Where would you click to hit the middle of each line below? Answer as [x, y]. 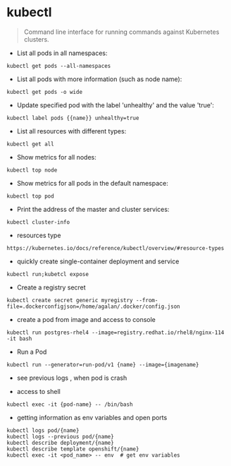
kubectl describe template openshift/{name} [73, 449]
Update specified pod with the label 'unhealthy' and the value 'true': [115, 105]
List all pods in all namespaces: [62, 53]
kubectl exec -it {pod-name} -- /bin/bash [70, 404]
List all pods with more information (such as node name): [99, 79]
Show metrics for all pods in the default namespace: [92, 183]
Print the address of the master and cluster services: [93, 209]
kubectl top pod [30, 196]
